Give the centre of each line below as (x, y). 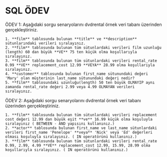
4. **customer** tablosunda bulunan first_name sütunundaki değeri (77, 74)
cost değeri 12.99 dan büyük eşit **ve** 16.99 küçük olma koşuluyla (79, 119)
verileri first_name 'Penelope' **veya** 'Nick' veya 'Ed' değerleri (79, 132)
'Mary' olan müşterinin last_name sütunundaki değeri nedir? (70, 78)
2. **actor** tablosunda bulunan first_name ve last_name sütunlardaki (81, 128)
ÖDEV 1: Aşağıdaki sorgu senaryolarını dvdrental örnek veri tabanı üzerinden (83, 24)
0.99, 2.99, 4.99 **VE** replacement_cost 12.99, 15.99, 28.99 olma (78, 145)
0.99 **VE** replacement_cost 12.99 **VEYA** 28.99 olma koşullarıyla (80, 65)
